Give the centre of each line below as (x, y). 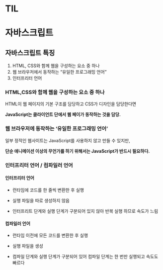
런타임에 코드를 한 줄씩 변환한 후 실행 (48, 190)
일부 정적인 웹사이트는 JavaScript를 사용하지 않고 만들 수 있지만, (68, 140)
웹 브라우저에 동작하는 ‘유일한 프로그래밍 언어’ (57, 129)
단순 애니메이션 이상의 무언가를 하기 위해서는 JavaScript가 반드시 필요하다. (78, 151)
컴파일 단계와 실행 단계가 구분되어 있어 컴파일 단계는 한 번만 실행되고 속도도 (85, 257)
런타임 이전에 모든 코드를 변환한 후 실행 (50, 235)
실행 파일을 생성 (28, 246)
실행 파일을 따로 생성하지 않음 (41, 200)
